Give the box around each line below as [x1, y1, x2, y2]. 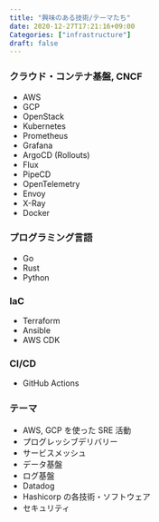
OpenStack [22, 111, 65, 122]
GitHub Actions [22, 378, 79, 389]
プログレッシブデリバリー [22, 436, 118, 447]
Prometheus [22, 130, 69, 141]
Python [22, 271, 50, 282]
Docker [22, 207, 51, 218]
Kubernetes [22, 120, 66, 132]
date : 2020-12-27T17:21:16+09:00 [9, 22, 136, 31]
